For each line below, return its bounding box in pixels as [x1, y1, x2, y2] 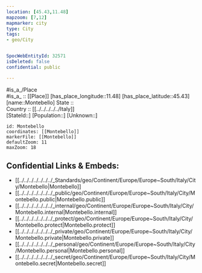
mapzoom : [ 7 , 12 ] [6, 14, 47, 20]
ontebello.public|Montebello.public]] [14, 196, 106, 203]
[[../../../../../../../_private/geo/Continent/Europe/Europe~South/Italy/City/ [14, 228, 193, 235]
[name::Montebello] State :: [6, 99, 74, 106]
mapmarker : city [6, 20, 47, 26]
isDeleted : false [6, 58, 50, 64]
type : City [6, 25, 34, 32]
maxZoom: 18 [6, 144, 36, 151]
